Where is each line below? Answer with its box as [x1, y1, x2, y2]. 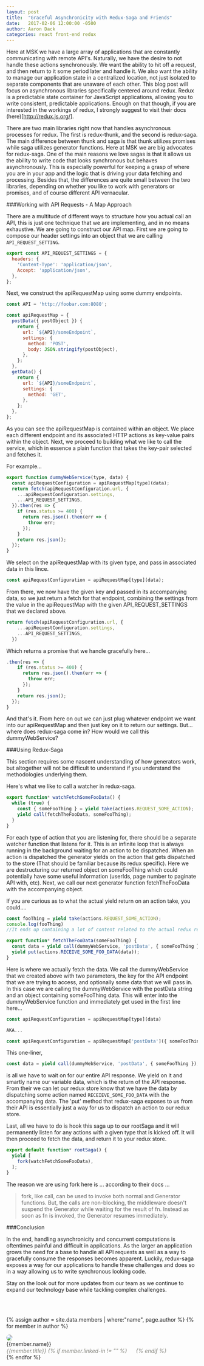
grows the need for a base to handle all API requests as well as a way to [6, 1248, 186, 1255]
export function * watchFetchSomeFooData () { [6, 795, 121, 801]
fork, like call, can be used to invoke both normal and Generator [21, 1192, 181, 1199]
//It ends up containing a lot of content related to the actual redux [6, 926, 191, 933]
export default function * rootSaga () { [6, 1147, 107, 1153]
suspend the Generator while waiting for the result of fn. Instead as [21, 1205, 189, 1213]
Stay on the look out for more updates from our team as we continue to [6, 1279, 184, 1286]
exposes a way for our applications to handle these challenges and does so [6, 1261, 195, 1268]
